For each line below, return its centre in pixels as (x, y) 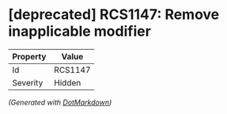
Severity (28, 82)
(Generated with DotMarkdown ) (60, 102)
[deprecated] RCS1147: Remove (114, 15)
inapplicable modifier (80, 31)
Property (29, 56)
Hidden (68, 82)
